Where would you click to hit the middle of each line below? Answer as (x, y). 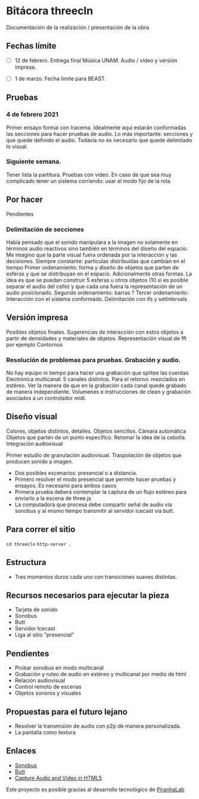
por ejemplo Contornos (34, 344)
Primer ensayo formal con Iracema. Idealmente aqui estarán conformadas (96, 127)
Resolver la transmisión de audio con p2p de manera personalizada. (98, 726)
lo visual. (17, 146)
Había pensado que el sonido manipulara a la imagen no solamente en (92, 242)
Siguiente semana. (34, 161)
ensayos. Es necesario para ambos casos (66, 486)
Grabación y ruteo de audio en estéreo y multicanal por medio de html (100, 674)
